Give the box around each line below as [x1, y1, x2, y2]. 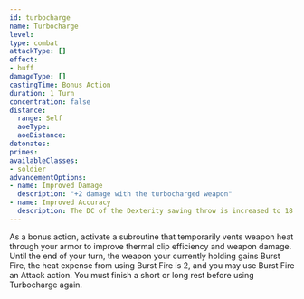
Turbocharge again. [9, 279, 83, 290]
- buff [9, 64, 34, 73]
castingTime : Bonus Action [9, 80, 111, 89]
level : [9, 30, 34, 39]
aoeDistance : [17, 131, 67, 140]
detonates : [9, 139, 51, 148]
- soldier [9, 164, 47, 173]
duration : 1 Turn [9, 89, 75, 98]
